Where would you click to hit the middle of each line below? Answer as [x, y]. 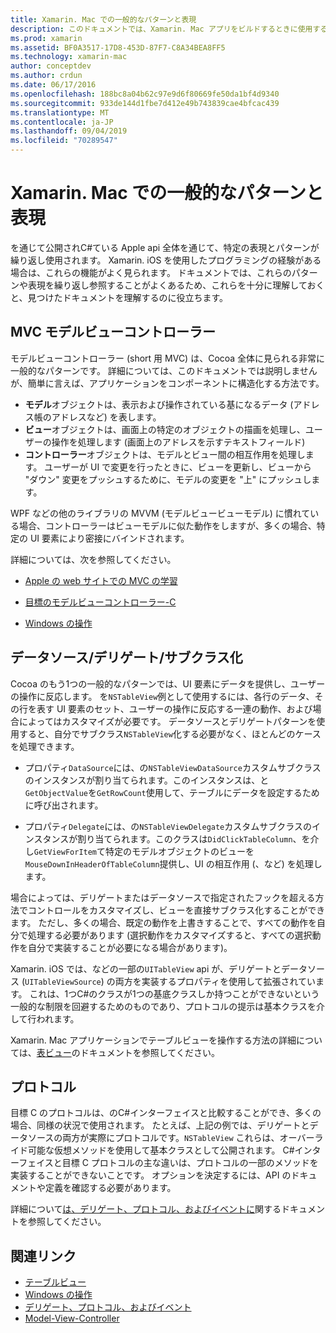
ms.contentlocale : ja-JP [62, 122]
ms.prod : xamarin [46, 38]
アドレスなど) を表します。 [106, 417]
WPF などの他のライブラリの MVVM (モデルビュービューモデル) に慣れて [160, 513]
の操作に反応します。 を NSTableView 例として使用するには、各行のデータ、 [162, 696]
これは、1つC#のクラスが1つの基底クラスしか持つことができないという [174, 993]
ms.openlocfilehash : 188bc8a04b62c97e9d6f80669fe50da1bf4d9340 [145, 94]
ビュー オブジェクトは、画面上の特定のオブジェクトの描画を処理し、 [165, 429]
